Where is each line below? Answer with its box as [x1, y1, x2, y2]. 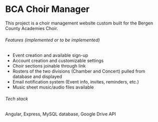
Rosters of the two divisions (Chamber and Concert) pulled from [12, 68, 145, 74]
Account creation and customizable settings [12, 57, 104, 63]
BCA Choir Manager [5, 3, 90, 15]
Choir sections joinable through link [12, 63, 86, 69]
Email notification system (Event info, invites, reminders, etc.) [12, 79, 139, 85]
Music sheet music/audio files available [12, 84, 94, 90]
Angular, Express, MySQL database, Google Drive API [5, 111, 116, 117]
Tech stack [5, 95, 29, 101]
